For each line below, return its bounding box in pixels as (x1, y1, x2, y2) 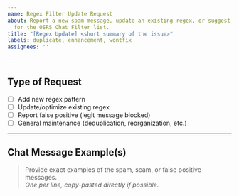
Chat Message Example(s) (7, 146, 127, 158)
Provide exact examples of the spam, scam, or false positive (24, 165, 201, 174)
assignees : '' (7, 43, 50, 50)
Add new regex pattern (17, 94, 85, 103)
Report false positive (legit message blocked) (17, 111, 151, 119)
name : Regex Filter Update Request (7, 10, 113, 18)
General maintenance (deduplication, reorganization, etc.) (17, 119, 187, 127)
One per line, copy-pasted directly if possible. (24, 180, 159, 189)
